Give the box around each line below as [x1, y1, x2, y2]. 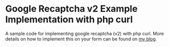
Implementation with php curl [5, 14, 133, 25]
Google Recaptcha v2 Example [5, 3, 138, 15]
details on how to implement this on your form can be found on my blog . [5, 36, 157, 42]
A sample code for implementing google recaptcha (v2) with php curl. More [5, 30, 164, 36]
